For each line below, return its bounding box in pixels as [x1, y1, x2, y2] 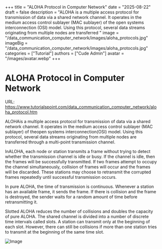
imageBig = [5, 40, 28, 46]
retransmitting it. [5, 199, 38, 205]
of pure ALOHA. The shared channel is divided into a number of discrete [5, 213, 149, 219]
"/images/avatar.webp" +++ [5, 56, 61, 61]
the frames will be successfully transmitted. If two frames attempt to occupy [5, 158, 157, 164]
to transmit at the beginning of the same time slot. [5, 229, 104, 234]
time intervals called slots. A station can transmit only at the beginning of [5, 218, 150, 224]
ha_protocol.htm [5, 109, 38, 115]
